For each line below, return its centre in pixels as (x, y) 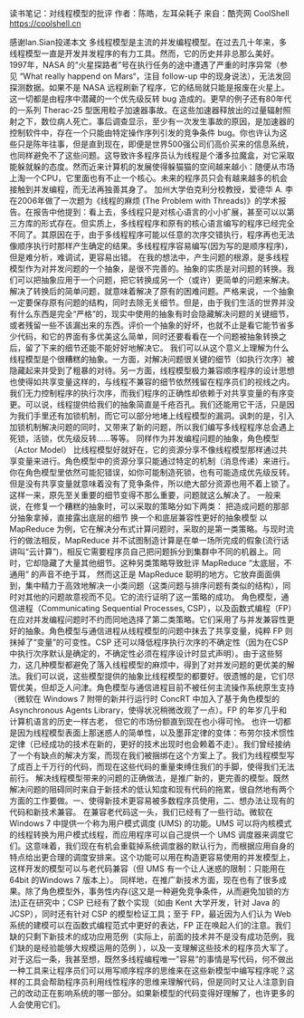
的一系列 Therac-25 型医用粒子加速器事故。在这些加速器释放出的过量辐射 (146, 110)
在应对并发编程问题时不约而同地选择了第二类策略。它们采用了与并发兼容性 (148, 619)
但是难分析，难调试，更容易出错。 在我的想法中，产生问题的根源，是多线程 (149, 257)
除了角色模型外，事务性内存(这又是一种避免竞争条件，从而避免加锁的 (153, 891)
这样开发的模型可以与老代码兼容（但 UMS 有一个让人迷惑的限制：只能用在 (147, 869)
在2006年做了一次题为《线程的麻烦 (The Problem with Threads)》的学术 (144, 201)
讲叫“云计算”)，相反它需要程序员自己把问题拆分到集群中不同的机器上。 (141, 552)
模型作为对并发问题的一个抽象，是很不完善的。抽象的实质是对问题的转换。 (148, 269)
